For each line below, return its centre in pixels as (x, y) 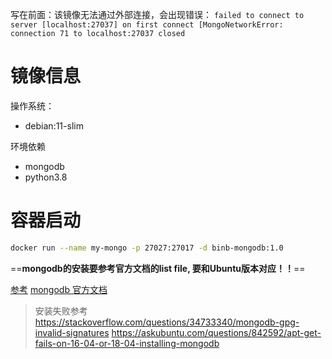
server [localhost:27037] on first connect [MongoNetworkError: (147, 25)
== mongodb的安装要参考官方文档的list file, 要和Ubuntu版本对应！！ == (158, 268)
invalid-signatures (72, 332)
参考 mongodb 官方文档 (59, 289)
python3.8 (46, 177)
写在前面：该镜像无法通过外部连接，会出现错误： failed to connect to (157, 14)
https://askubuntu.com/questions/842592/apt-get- (216, 332)
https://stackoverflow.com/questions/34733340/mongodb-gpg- (167, 322)
